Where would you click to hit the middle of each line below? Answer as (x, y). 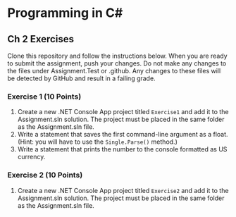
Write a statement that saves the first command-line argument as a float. (123, 135)
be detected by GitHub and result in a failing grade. (82, 78)
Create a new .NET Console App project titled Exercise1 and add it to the (123, 112)
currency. (31, 157)
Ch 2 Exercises (41, 39)
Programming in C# (65, 13)
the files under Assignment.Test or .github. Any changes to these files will (114, 71)
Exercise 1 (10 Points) (44, 97)
